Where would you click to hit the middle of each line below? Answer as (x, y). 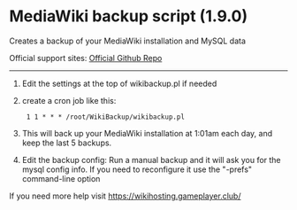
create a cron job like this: (69, 100)
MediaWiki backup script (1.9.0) (129, 16)
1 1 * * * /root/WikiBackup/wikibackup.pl (106, 117)
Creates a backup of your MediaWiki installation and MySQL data (127, 41)
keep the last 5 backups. (67, 143)
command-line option (61, 178)
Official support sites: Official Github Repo (86, 58)
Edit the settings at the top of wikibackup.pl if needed (119, 83)
